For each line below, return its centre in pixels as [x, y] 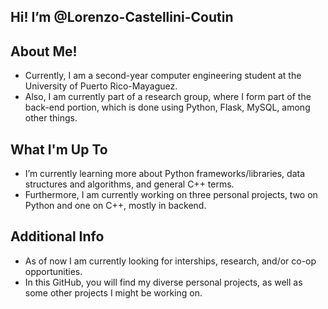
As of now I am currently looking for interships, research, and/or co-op [170, 261]
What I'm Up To [59, 149]
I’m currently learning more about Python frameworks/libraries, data [165, 174]
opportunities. [53, 271]
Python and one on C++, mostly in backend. [115, 206]
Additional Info [57, 236]
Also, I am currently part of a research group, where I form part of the [168, 97]
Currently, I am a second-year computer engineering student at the [163, 76]
